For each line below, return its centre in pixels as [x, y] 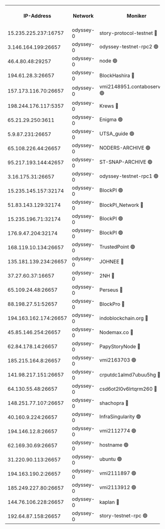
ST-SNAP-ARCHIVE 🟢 [126, 162]
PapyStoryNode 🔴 [120, 346]
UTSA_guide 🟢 [117, 133]
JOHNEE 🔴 [112, 262]
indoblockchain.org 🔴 [124, 318]
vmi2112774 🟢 [118, 431]
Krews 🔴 [109, 106]
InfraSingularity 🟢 [120, 416]
